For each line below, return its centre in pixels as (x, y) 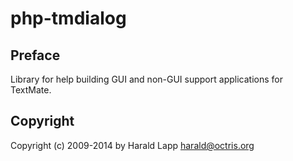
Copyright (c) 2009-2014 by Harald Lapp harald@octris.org (132, 145)
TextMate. (31, 90)
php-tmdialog (68, 18)
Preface (35, 55)
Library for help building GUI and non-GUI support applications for (146, 79)
